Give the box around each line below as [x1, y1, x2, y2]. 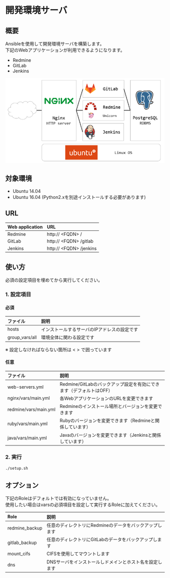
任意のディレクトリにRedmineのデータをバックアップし [46, 522, 162, 528]
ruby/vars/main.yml [7, 421, 48, 427]
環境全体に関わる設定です [41, 335, 95, 341]
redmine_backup [7, 525, 42, 531]
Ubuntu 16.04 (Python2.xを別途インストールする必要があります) [12, 194, 146, 200]
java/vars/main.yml [7, 435, 47, 441]
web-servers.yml [7, 384, 44, 390]
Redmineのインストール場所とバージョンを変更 [60, 403, 158, 409]
